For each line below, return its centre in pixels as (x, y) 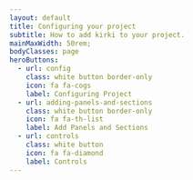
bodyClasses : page (44, 52)
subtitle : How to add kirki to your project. (97, 35)
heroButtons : (34, 60)
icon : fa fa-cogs (59, 85)
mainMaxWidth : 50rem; (51, 43)
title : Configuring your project (73, 26)
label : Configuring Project (79, 94)
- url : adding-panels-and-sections (85, 102)
